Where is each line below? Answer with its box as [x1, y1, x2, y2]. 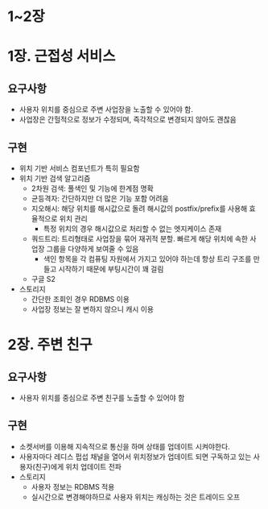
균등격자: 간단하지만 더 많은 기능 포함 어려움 [31, 194, 169, 203]
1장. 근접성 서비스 [7, 48, 116, 65]
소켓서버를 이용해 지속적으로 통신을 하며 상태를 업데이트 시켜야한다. [19, 441, 230, 451]
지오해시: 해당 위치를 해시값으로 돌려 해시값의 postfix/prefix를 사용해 [31, 204, 248, 213]
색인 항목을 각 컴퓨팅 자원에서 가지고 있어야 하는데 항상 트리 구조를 [43, 254, 252, 263]
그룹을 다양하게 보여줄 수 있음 [46, 244, 139, 254]
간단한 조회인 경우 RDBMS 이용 [31, 295, 130, 304]
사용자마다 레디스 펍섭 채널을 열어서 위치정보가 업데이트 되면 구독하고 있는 [19, 452, 252, 461]
